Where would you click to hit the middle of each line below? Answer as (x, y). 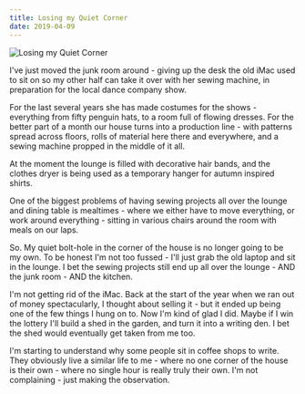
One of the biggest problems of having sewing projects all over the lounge (148, 201)
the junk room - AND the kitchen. (71, 276)
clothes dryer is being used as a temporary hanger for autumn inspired (142, 173)
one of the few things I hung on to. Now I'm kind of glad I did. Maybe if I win (152, 313)
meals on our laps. (44, 230)
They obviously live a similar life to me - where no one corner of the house (149, 360)
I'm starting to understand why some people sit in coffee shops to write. (144, 350)
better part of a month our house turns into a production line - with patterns (151, 126)
